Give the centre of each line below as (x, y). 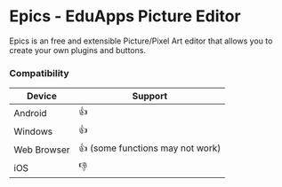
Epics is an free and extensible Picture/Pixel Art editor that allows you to (141, 41)
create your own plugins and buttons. (78, 50)
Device (42, 97)
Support (150, 97)
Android (30, 113)
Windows (33, 131)
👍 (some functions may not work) (150, 148)
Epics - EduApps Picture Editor (125, 16)
